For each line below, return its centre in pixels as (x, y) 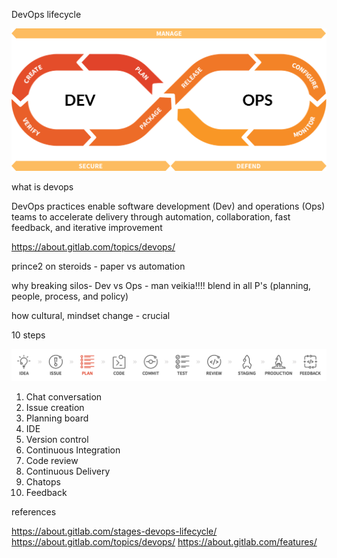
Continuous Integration (73, 450)
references (34, 511)
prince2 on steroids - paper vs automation (98, 266)
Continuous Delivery (68, 471)
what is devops (42, 186)
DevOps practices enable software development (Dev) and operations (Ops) (168, 206)
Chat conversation (64, 396)
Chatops (43, 481)
